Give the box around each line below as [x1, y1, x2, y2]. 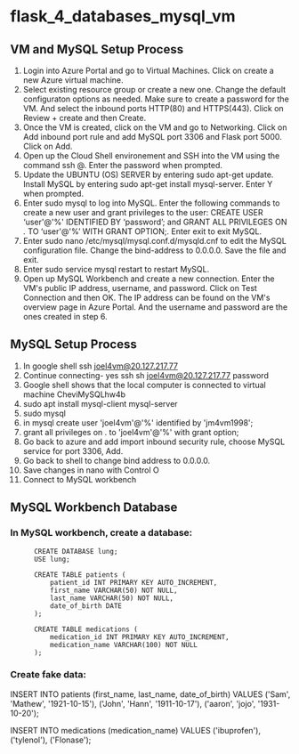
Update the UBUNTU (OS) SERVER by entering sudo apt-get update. [22, 169, 274, 180]
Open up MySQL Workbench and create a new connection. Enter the [22, 273, 275, 284]
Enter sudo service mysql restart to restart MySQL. [22, 264, 210, 274]
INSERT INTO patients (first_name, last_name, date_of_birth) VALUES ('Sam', [10, 688, 291, 700]
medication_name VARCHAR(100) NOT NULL [49, 640, 198, 649]
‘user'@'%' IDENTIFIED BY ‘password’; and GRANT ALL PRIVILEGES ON [22, 216, 287, 227]
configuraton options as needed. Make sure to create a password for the [22, 93, 290, 104]
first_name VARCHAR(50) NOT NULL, [49, 586, 178, 595]
